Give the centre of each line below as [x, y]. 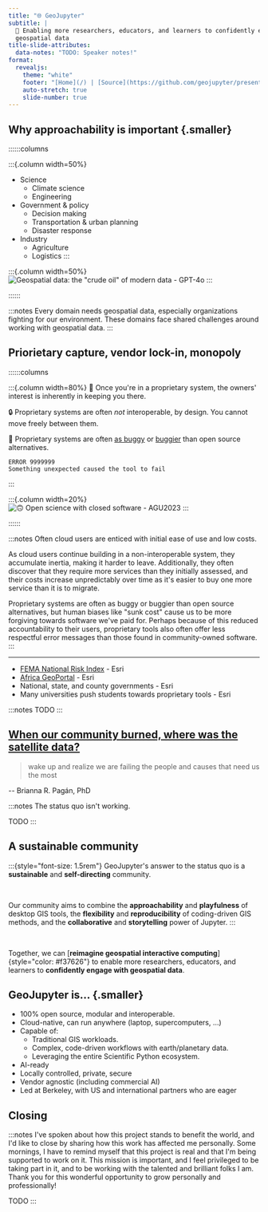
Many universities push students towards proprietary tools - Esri [125, 694]
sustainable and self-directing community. [80, 874]
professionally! [33, 1186]
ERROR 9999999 [32, 462]
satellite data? [44, 747]
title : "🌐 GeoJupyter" [47, 16]
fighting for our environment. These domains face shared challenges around [134, 319]
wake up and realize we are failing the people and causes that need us [144, 766]
